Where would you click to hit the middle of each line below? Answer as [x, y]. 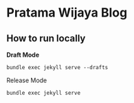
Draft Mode [23, 55]
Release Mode [27, 80]
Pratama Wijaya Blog [67, 13]
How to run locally [46, 38]
